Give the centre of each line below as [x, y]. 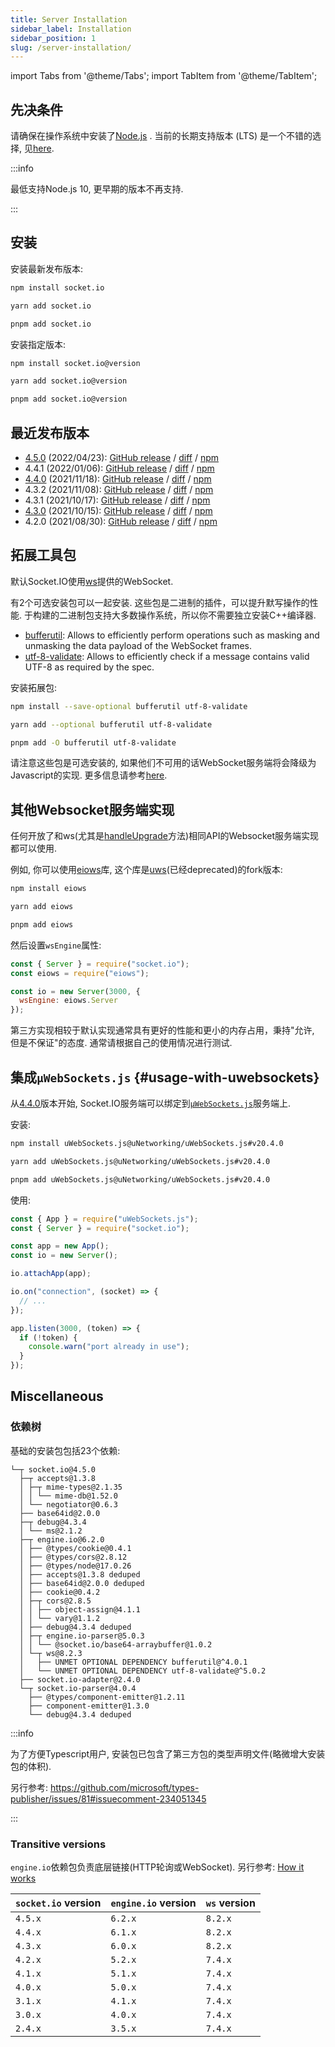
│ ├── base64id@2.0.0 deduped [82, 1583]
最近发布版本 [50, 432]
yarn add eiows [42, 907]
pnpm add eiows [42, 924]
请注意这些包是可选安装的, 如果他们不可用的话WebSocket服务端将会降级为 [163, 763]
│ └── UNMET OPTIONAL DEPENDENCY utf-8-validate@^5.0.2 [143, 1671]
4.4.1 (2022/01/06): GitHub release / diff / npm [119, 468]
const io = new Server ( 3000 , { [75, 991]
